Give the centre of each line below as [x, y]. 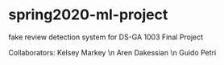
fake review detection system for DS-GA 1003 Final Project [106, 37]
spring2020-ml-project [88, 15]
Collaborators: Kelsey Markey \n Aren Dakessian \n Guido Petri [112, 52]
